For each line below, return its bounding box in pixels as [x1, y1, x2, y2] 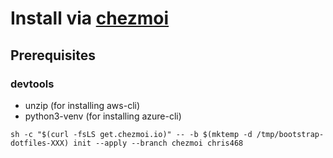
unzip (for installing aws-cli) [24, 99, 141, 111]
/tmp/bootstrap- [256, 129, 325, 139]
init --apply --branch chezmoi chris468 [73, 138, 244, 148]
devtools [10, 77, 55, 91]
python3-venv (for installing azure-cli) [24, 110, 182, 122]
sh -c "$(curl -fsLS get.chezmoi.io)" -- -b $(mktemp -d [10, 129, 253, 139]
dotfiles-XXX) [10, 138, 70, 148]
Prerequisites [10, 47, 96, 64]
